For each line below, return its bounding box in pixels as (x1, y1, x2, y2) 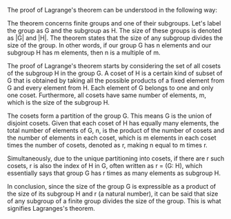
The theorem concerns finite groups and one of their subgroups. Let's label (7, 19, 221, 27)
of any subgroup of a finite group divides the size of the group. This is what (7, 197, 222, 205)
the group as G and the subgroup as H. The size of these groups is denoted (7, 27, 222, 34)
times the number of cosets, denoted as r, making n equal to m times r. (7, 141, 208, 149)
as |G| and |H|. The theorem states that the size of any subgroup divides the (7, 34, 223, 42)
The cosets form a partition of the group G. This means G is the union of (7, 112, 212, 120)
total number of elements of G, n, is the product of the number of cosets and (7, 127, 225, 134)
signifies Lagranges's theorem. (7, 205, 95, 212)
